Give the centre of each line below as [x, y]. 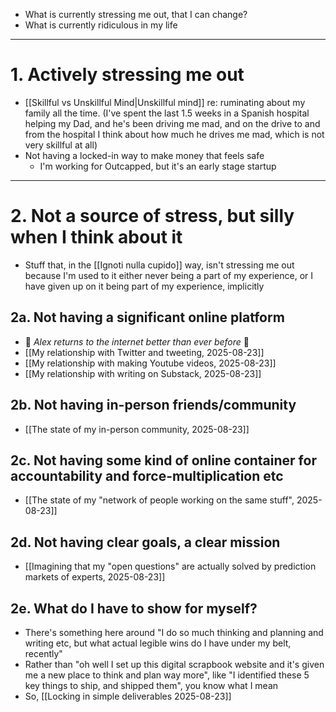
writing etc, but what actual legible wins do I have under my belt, [158, 643]
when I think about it [96, 237]
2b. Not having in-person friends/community [153, 405]
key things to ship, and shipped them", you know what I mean [151, 685]
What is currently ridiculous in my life [101, 25]
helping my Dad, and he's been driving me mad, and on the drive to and [172, 123]
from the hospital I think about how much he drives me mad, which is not [174, 134]
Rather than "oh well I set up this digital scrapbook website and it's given [174, 664]
